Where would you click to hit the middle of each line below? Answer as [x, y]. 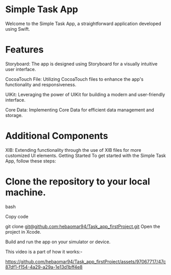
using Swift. [18, 29]
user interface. [21, 69]
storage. [14, 115]
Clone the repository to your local [78, 181]
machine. [26, 192]
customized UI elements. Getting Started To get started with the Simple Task [86, 155]
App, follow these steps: [31, 161]
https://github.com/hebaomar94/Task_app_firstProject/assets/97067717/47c [86, 261]
